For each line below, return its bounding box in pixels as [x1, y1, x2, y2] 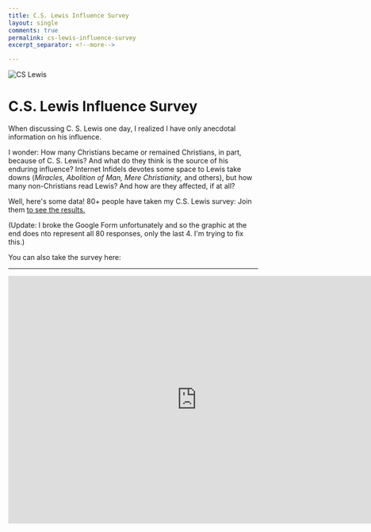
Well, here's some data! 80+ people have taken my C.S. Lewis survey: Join [8, 197, 252, 206]
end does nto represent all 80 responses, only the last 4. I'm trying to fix [8, 229, 244, 239]
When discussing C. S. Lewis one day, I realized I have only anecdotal [8, 124, 236, 133]
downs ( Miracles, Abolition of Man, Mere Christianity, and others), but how [8, 173, 253, 182]
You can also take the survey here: [8, 253, 121, 262]
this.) [8, 237, 25, 247]
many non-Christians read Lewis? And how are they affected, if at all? [8, 182, 235, 191]
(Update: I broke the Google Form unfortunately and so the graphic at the [8, 220, 247, 230]
